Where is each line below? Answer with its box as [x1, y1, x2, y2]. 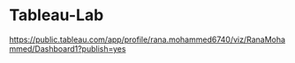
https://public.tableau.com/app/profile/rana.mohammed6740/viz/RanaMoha [9, 34, 285, 45]
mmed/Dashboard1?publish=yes [9, 43, 126, 53]
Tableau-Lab [9, 5, 104, 25]
